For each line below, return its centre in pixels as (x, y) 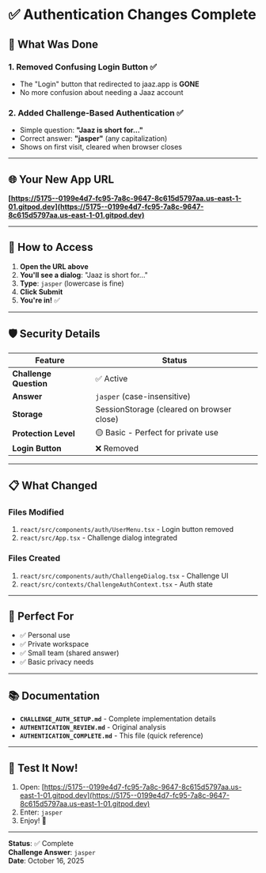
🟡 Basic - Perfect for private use (157, 432)
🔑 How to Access (51, 247)
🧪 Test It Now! (43, 768)
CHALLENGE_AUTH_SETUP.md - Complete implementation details (118, 719)
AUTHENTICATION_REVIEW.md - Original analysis (93, 727)
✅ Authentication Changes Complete (132, 15)
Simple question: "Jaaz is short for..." (82, 130)
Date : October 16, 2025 (46, 861)
